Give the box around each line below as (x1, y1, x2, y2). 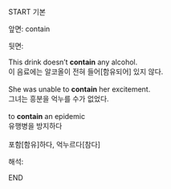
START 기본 (8, 7, 47, 16)
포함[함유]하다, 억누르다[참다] (8, 140, 100, 149)
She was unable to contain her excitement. (8, 84, 151, 94)
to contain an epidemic (8, 112, 86, 121)
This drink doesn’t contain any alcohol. (8, 57, 138, 67)
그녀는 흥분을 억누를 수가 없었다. (8, 94, 110, 103)
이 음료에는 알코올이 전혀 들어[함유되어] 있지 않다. (8, 67, 164, 76)
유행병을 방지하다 (8, 121, 63, 130)
